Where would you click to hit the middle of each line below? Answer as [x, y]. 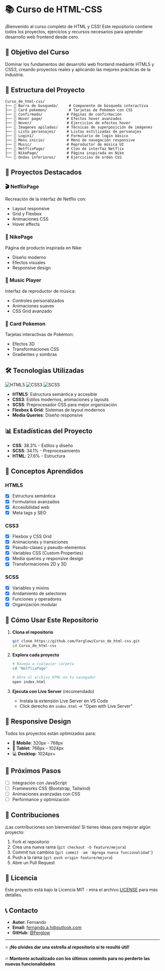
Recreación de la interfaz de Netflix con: [46, 199]
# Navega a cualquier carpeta [43, 664]
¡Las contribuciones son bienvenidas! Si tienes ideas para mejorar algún [78, 827]
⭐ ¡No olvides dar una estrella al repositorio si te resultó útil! [67, 947]
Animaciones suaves [33, 305]
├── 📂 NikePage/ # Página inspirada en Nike [65, 153]
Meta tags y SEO [29, 513]
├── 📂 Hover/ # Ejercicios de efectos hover [68, 123]
